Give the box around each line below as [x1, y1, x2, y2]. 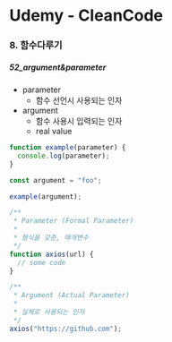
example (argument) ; [9, 192, 82, 201]
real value [35, 126, 73, 137]
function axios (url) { [9, 250, 94, 259]
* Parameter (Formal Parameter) [13, 217, 134, 226]
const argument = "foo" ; [9, 175, 102, 184]
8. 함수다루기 [9, 39, 63, 52]
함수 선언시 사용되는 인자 [35, 95, 123, 106]
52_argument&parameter [9, 62, 107, 73]
